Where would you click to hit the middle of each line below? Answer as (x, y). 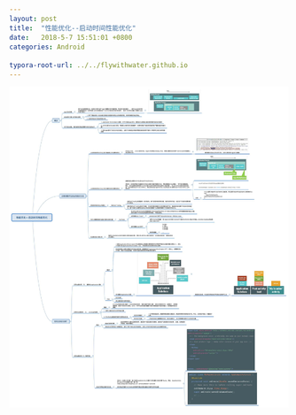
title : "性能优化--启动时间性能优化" (73, 28)
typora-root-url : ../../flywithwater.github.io (99, 65)
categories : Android (47, 47)
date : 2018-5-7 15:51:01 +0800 (71, 37)
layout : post (33, 19)
